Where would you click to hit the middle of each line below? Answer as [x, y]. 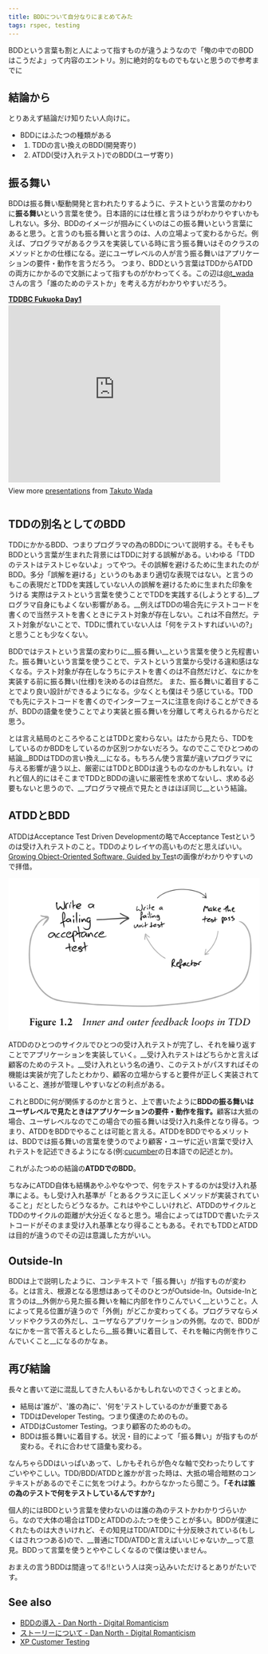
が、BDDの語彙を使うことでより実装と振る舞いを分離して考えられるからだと [134, 711]
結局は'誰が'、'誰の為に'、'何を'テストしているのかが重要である [124, 1407]
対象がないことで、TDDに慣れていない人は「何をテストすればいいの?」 [139, 624]
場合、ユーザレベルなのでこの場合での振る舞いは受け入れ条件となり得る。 [130, 1122]
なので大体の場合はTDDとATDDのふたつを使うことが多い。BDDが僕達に [140, 1520]
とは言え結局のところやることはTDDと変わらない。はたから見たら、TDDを [131, 738]
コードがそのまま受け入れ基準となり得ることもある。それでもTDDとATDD [136, 1225]
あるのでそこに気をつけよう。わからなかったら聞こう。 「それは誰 [149, 1483]
